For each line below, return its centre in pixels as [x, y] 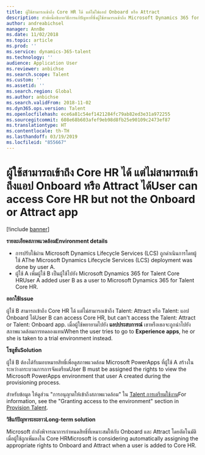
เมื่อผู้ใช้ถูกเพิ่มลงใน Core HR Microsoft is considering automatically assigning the [102, 438]
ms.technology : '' [30, 57]
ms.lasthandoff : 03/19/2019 [42, 137]
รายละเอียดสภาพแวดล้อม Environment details [57, 241]
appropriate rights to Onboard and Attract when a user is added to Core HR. [102, 445]
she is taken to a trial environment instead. [59, 338]
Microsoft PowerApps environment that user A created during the [88, 376]
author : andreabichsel [35, 23]
